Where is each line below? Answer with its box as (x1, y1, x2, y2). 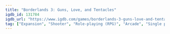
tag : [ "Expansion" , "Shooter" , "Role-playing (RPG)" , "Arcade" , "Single (5, 21, 162, 26)
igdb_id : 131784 (5, 12, 39, 17)
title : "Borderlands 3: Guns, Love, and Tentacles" (5, 7, 116, 12)
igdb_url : (5, 16, 26, 21)
